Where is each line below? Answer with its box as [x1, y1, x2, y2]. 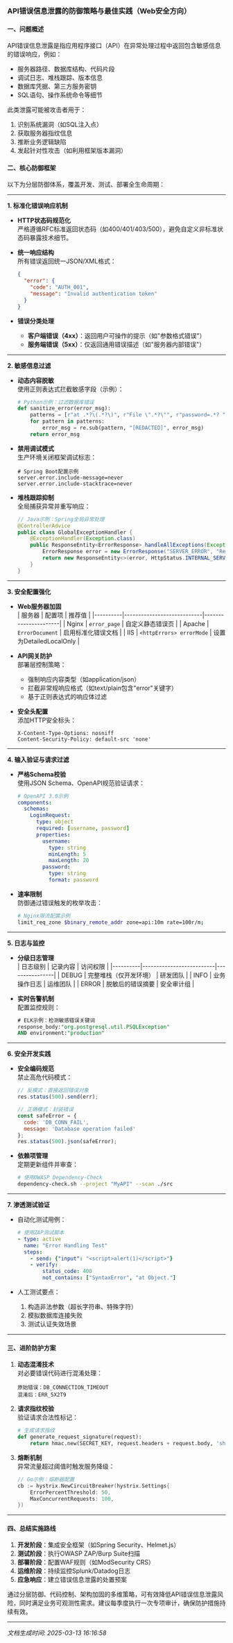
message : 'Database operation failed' [24, 1125, 136, 1132]
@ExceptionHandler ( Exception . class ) [30, 535, 136, 542]
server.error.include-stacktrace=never [17, 480, 133, 487]
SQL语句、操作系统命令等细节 [17, 91, 103, 99]
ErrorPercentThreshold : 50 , [30, 1489, 111, 1496]
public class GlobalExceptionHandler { [17, 529, 133, 536]
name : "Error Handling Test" [24, 1242, 108, 1249]
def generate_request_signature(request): [17, 1433, 142, 1441]
